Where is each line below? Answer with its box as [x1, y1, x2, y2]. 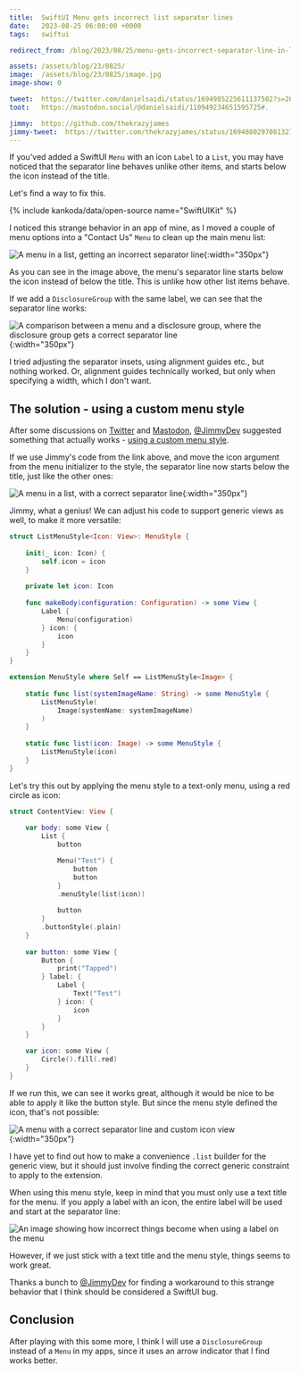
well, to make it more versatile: [9, 515, 122, 526]
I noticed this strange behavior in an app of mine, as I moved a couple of [9, 222, 275, 233]
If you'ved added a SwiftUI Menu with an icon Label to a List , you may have [9, 152, 284, 162]
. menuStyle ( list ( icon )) [56, 889, 146, 898]
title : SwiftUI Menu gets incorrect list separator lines [9, 12, 234, 22]
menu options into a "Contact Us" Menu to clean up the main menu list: [9, 232, 266, 243]
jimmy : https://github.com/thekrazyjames [9, 119, 170, 128]
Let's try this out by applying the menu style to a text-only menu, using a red [9, 780, 290, 791]
